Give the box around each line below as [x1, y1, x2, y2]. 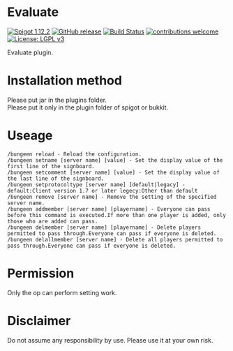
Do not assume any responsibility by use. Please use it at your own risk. [7, 336, 213, 344]
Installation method [7, 73, 122, 89]
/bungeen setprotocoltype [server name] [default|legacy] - [7, 181, 186, 188]
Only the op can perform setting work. [7, 288, 117, 297]
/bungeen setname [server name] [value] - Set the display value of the [7, 156, 223, 164]
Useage [7, 128, 53, 144]
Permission [7, 266, 75, 281]
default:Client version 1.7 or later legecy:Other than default [7, 187, 198, 194]
